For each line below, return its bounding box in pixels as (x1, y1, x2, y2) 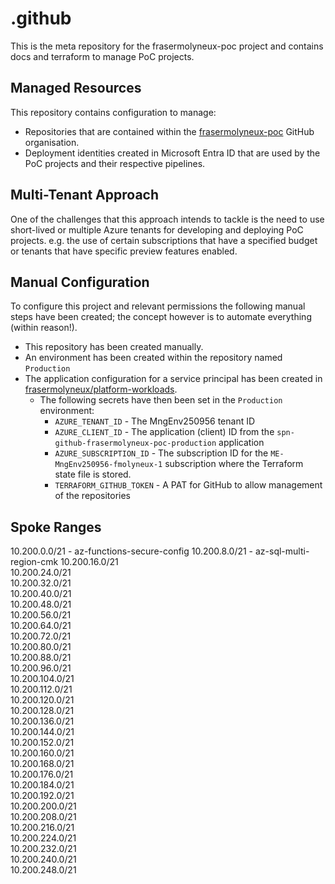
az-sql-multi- (254, 545, 310, 557)
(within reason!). (10, 322, 78, 334)
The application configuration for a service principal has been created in (24, 373, 323, 385)
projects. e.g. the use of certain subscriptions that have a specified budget (10, 234, 318, 246)
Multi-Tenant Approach (10, 187, 160, 204)
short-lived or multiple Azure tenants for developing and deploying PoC (10, 223, 304, 236)
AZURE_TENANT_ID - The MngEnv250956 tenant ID (54, 415, 256, 427)
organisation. (24, 136, 80, 148)
